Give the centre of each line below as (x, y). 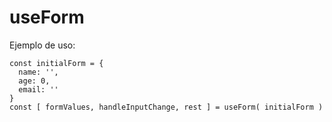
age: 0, (34, 81)
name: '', (38, 72)
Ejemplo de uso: (42, 45)
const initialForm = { (56, 63)
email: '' (38, 89)
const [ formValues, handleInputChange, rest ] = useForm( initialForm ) (166, 107)
